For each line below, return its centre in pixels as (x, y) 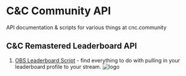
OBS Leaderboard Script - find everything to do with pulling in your (97, 60)
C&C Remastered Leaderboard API (72, 46)
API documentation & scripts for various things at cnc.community (86, 27)
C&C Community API (59, 11)
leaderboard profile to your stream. (58, 66)
